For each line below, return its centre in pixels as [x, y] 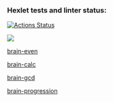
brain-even [22, 51]
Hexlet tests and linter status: [57, 10]
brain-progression [32, 91]
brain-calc [21, 64]
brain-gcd [21, 78]
